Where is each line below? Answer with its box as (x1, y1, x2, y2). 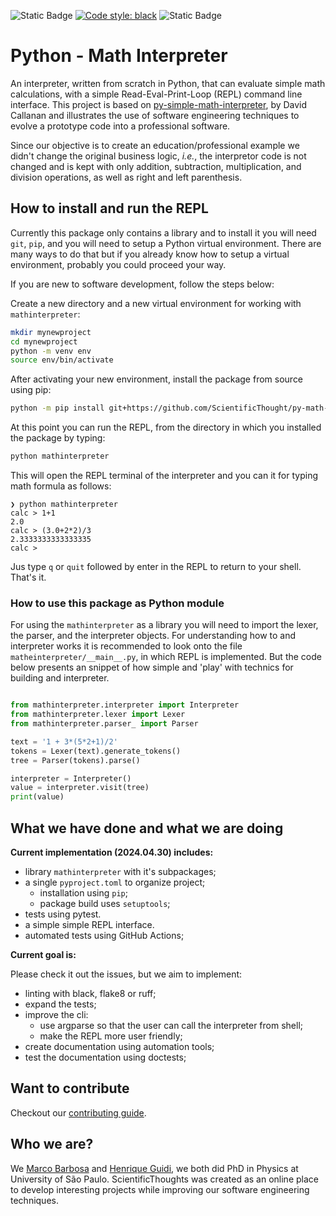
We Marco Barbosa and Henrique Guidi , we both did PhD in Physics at (10, 1162, 299, 1174)
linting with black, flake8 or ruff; (24, 987, 157, 999)
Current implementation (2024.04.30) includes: (10, 846, 214, 858)
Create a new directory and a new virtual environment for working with (10, 297, 302, 309)
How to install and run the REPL (10, 200, 209, 217)
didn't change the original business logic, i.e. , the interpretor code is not (10, 150, 307, 162)
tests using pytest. (24, 908, 102, 920)
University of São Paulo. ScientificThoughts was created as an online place (10, 1173, 319, 1185)
